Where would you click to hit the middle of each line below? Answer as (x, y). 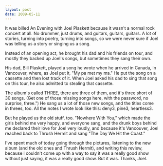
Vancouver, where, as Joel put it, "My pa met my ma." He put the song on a (81, 73)
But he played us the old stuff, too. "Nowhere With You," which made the (78, 118)
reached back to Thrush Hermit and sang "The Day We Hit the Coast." (75, 133)
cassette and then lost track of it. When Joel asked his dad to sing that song (81, 78)
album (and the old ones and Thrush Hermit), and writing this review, (74, 148)
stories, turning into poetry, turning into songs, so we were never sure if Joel (82, 38)
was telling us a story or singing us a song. (48, 43)
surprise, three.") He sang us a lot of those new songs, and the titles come (80, 103)
